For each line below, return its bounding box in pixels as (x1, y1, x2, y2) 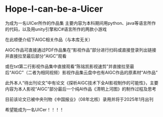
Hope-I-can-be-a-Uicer (5, 3, 103, 15)
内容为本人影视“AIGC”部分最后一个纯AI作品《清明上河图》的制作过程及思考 (5, 86, 157, 92)
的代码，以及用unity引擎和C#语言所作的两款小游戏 (5, 26, 107, 32)
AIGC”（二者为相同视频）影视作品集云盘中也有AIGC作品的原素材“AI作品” (11, 69, 158, 75)
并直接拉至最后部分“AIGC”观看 (5, 53, 67, 59)
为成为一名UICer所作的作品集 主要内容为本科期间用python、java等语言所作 (5, 20, 156, 26)
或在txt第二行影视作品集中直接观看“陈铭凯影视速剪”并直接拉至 (5, 63, 130, 69)
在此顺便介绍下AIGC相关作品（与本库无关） (5, 37, 93, 42)
